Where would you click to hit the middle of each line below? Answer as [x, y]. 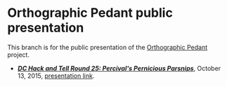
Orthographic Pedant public [90, 13]
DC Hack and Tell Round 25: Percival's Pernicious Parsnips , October [119, 68]
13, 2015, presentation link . [56, 76]
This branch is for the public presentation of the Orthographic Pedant [108, 47]
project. [19, 55]
